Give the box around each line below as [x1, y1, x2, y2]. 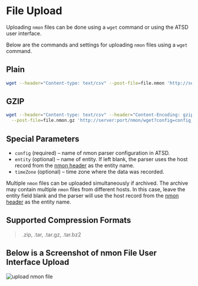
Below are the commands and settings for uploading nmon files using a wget [6, 41, 188, 48]
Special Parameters [6, 134, 80, 144]
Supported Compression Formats [6, 215, 131, 225]
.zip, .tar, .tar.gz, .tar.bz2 [22, 231, 81, 238]
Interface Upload [6, 257, 70, 267]
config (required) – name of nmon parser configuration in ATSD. [14, 149, 170, 157]
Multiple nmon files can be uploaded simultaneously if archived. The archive [6, 179, 189, 187]
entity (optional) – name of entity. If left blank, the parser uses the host [14, 156, 188, 162]
